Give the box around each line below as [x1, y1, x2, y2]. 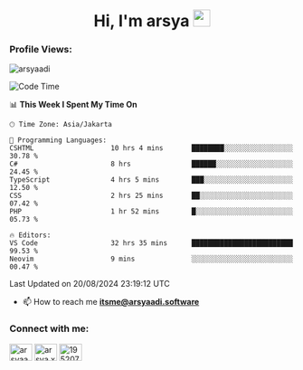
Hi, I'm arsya [93, 11, 190, 32]
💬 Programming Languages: [9, 136, 107, 145]
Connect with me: [9, 322, 90, 335]
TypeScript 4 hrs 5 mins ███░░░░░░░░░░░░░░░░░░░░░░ [9, 176, 294, 185]
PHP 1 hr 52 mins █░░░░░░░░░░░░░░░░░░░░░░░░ [9, 207, 294, 216]
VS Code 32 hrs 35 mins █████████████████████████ [9, 239, 294, 248]
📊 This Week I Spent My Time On [9, 100, 137, 110]
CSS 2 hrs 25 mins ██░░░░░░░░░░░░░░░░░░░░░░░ [9, 191, 294, 201]
